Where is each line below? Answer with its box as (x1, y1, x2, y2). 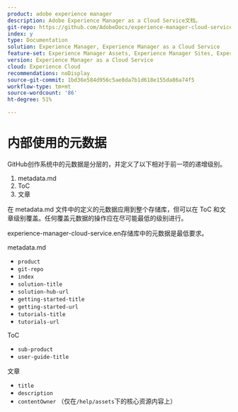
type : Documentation (7, 37, 69, 44)
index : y (7, 30, 33, 38)
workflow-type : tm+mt (7, 83, 72, 90)
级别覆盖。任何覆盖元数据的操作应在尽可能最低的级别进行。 (13, 213, 188, 222)
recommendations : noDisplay (7, 69, 91, 77)
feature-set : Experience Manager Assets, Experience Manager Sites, (7, 50, 214, 57)
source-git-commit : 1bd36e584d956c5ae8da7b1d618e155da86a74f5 (7, 76, 195, 84)
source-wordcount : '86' (7, 89, 78, 96)
